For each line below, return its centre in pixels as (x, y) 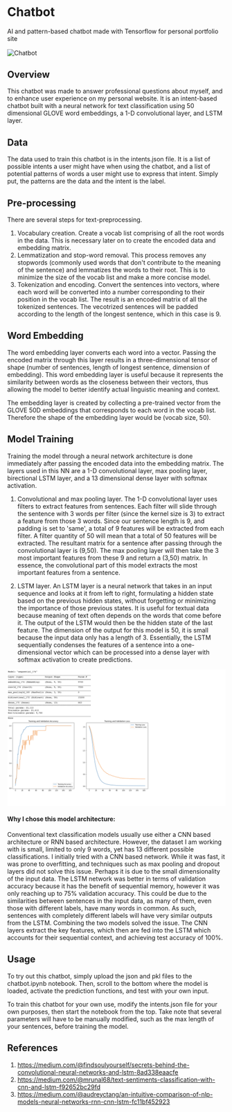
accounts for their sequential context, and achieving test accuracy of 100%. (115, 937)
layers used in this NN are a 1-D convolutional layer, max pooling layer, (107, 470)
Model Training (41, 440)
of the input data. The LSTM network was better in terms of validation (107, 879)
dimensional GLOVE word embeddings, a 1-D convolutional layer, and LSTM (115, 113)
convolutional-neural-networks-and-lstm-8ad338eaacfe (98, 1072)
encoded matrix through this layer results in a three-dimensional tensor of (113, 360)
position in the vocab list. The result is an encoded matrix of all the (112, 299)
